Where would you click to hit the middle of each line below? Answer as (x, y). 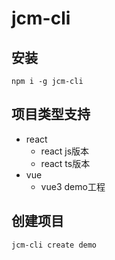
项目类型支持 (51, 114)
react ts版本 (65, 163)
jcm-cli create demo (54, 245)
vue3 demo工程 (73, 186)
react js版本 (65, 151)
